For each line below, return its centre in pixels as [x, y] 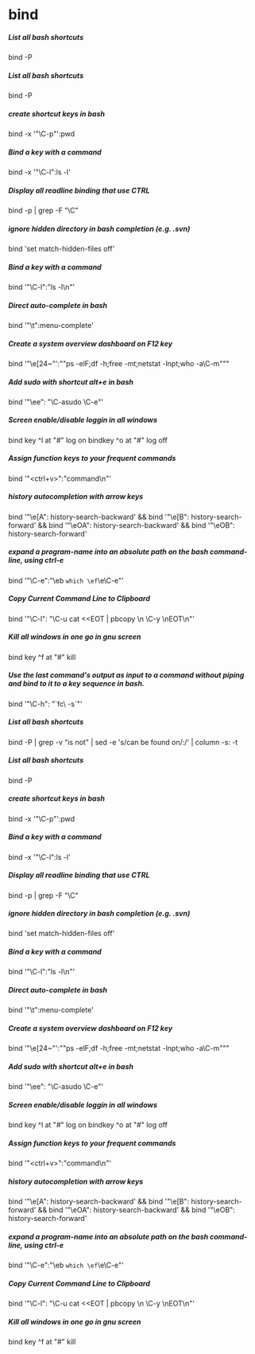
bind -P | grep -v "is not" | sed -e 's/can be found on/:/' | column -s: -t [123, 742]
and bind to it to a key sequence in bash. [77, 684]
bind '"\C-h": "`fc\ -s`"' [45, 704]
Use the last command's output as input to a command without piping [126, 675]
